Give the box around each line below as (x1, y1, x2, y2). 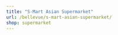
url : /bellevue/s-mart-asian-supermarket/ (6, 14, 112, 20)
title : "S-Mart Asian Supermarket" (6, 8, 94, 15)
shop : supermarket (6, 20, 51, 26)
